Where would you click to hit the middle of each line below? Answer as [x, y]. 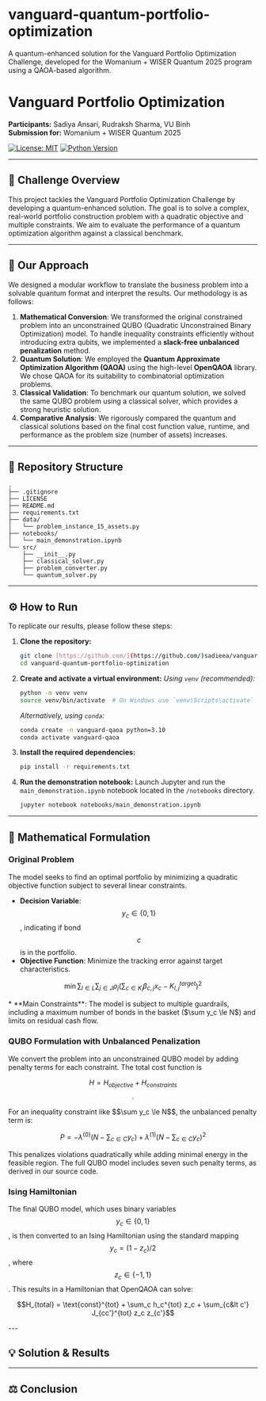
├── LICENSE [28, 499]
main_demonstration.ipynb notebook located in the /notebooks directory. [137, 791]
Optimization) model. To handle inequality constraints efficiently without [137, 334]
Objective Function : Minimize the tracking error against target [121, 960]
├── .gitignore [33, 492]
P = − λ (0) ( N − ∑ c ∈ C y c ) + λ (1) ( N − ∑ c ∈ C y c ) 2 [133, 1137]
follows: [21, 301]
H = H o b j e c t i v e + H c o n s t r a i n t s [133, 1083]
